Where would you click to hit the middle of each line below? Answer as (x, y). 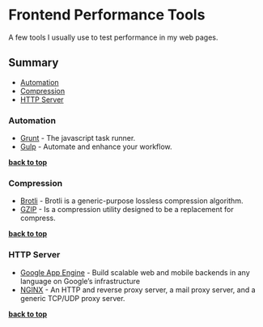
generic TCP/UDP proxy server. (72, 298)
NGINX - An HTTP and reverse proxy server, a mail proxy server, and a (138, 290)
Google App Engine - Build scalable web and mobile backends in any (135, 272)
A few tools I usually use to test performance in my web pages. (113, 37)
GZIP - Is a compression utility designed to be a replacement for (127, 210)
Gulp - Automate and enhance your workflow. (96, 147)
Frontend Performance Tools (107, 15)
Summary (34, 63)
